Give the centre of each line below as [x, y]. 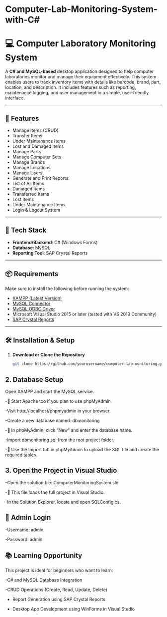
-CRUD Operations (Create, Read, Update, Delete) [56, 590]
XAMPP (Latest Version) [37, 298]
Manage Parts [27, 151]
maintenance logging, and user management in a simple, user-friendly [77, 93]
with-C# [23, 20]
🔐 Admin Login [28, 518]
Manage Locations [31, 167]
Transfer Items [27, 135]
